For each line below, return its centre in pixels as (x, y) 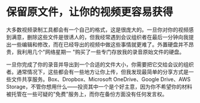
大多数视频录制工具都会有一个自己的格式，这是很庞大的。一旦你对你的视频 (97, 30)
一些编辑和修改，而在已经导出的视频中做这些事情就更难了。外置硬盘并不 (100, 44)
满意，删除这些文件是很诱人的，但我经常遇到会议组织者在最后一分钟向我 (100, 37)
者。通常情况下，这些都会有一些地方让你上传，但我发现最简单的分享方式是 (97, 72)
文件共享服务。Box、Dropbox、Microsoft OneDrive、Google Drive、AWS (101, 79)
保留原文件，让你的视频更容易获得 (90, 12)
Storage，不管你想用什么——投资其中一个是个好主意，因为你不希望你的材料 (99, 86)
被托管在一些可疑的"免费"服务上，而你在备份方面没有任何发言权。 (87, 94)
